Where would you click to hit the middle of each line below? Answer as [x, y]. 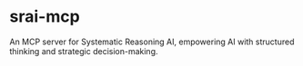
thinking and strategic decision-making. [84, 51]
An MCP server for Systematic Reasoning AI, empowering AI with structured [152, 42]
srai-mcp [45, 17]
